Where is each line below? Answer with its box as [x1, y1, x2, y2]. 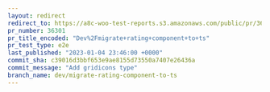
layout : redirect [7, 11, 66, 20]
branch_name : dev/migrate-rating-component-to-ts [7, 71, 178, 79]
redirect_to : [7, 19, 52, 27]
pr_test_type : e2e [7, 42, 69, 50]
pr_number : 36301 [7, 26, 66, 34]
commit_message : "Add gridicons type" [7, 64, 138, 72]
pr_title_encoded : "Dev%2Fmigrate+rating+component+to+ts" [7, 34, 210, 42]
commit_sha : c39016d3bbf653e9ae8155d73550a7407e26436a [7, 57, 196, 65]
